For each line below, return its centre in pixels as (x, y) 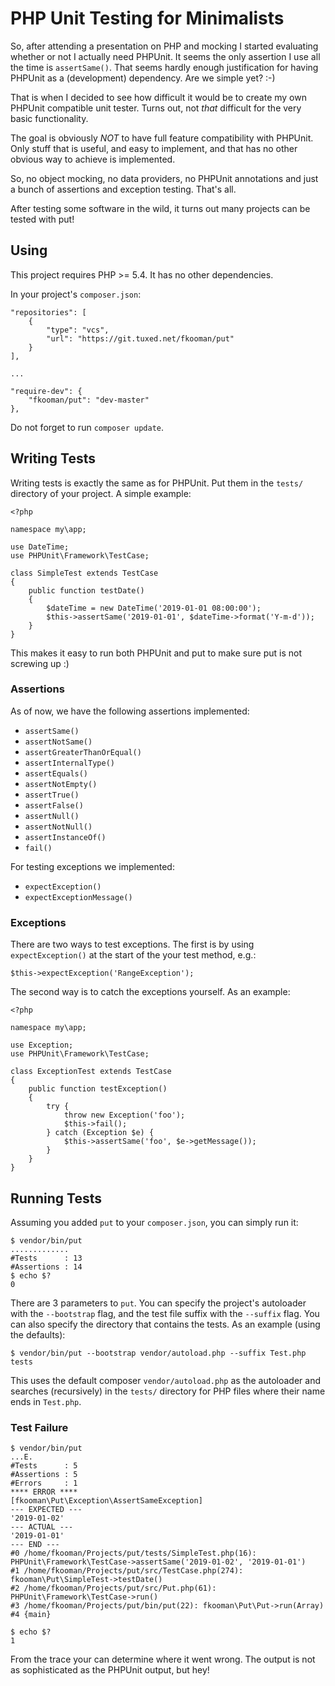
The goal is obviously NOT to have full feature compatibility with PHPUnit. (162, 138)
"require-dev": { (46, 391)
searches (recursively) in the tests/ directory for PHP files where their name (168, 1391)
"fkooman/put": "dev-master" (89, 400)
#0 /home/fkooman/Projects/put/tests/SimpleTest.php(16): (133, 1553)
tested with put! (42, 219)
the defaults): (38, 1334)
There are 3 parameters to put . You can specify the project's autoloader (158, 1303)
